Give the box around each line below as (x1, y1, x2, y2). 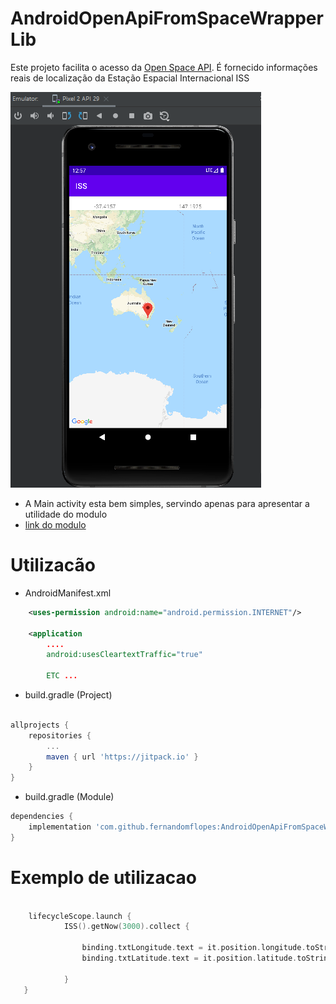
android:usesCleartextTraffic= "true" (46, 650, 203, 660)
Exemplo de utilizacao (10, 866, 197, 889)
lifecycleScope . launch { (28, 911, 132, 921)
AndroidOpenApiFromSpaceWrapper (10, 7, 324, 30)
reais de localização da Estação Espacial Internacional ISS (10, 72, 250, 84)
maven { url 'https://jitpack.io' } (46, 752, 199, 762)
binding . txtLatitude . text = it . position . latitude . (81, 953, 298, 964)
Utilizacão (10, 554, 96, 577)
